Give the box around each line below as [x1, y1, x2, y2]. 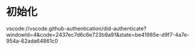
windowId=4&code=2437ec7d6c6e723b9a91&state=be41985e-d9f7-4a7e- [6, 31, 190, 38]
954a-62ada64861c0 [6, 37, 58, 44]
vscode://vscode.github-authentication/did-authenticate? [6, 24, 147, 32]
